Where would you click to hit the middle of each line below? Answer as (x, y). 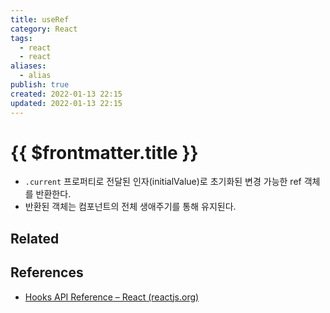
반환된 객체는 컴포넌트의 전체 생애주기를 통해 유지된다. (130, 207)
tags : (21, 38)
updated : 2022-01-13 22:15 (66, 103)
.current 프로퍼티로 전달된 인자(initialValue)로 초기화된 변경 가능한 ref (163, 182)
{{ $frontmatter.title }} (104, 152)
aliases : (28, 66)
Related (35, 238)
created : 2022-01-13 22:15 (66, 94)
